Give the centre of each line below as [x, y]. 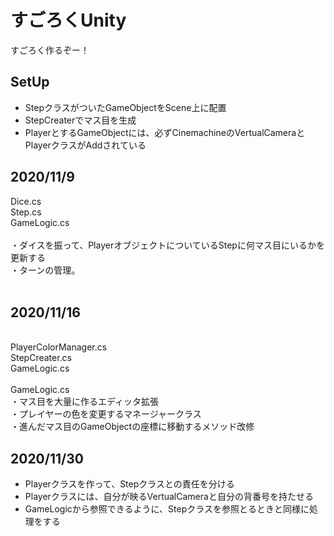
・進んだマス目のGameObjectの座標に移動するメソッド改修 [132, 427]
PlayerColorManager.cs [59, 347]
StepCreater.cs [41, 358]
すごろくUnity [68, 20]
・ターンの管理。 [45, 270]
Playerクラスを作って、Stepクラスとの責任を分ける [129, 484]
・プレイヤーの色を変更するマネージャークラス [106, 414]
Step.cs [26, 212]
